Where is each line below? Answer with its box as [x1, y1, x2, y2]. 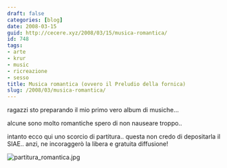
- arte [7, 49, 26, 56]
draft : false [7, 10, 45, 17]
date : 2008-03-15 [7, 23, 57, 30]
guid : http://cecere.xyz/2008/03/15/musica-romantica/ [7, 29, 168, 36]
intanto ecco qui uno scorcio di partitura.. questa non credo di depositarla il [7, 132, 221, 141]
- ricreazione [7, 67, 48, 74]
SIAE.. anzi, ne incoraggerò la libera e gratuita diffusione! [7, 140, 169, 148]
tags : [7, 42, 23, 49]
